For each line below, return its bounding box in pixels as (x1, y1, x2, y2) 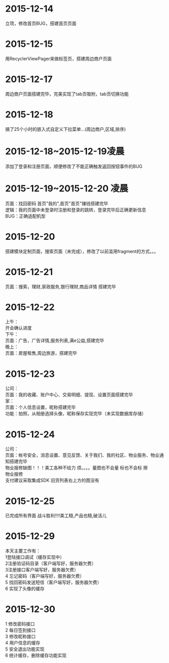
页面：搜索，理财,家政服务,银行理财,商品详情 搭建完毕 (5, 283, 117, 290)
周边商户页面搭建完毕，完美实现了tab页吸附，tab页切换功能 (5, 91, 129, 97)
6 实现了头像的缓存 (5, 585, 45, 592)
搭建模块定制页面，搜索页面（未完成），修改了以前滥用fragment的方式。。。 (5, 248, 159, 254)
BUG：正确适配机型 (5, 213, 46, 219)
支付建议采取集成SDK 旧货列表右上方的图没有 (5, 477, 100, 484)
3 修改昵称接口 (5, 633, 36, 640)
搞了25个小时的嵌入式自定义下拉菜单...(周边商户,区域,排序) (5, 126, 126, 132)
